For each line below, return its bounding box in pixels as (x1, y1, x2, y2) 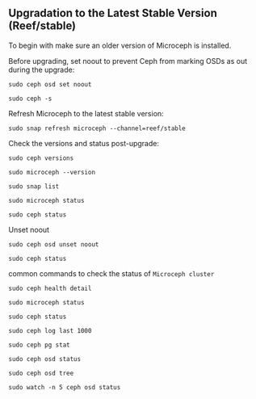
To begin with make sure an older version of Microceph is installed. (8, 40, 232, 50)
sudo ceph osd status (8, 355, 82, 363)
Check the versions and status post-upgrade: (8, 138, 160, 148)
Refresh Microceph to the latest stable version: (8, 108, 164, 118)
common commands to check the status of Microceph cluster (8, 268, 215, 278)
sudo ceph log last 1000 (8, 326, 92, 334)
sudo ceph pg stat (8, 341, 70, 349)
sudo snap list (8, 182, 60, 191)
